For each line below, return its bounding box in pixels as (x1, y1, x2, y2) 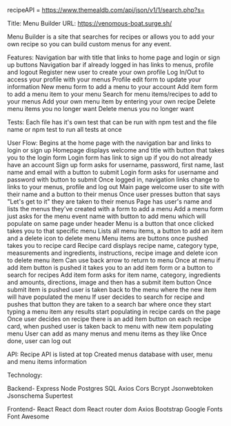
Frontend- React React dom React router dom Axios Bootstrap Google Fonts (7, 405, 223, 413)
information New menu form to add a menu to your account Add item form (7, 83, 219, 90)
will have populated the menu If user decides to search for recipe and (7, 293, 205, 301)
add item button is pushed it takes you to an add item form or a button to (7, 264, 213, 271)
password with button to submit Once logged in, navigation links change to (7, 175, 220, 184)
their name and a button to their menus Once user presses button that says (7, 190, 221, 198)
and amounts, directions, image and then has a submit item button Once (7, 278, 212, 286)
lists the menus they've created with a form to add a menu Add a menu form (7, 205, 224, 213)
